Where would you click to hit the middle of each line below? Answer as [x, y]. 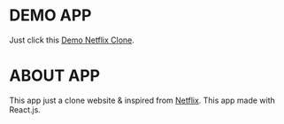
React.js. [25, 109]
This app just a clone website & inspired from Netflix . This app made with [142, 100]
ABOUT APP [55, 76]
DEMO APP [50, 15]
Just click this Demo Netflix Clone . [72, 40]
